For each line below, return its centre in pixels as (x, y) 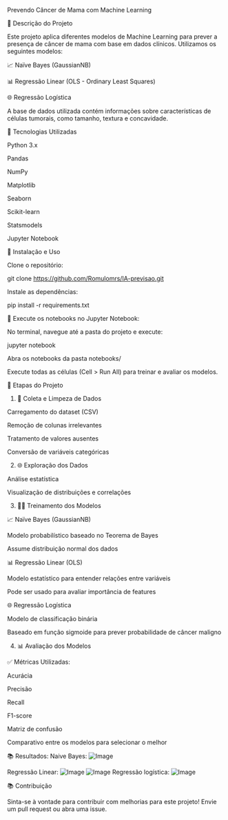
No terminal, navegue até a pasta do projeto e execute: (85, 332)
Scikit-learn (23, 212)
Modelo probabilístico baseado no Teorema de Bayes (83, 535)
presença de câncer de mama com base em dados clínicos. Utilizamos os (112, 44)
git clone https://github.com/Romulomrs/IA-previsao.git (85, 278)
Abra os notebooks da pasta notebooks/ (64, 358)
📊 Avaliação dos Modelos (54, 646)
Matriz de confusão (35, 729)
